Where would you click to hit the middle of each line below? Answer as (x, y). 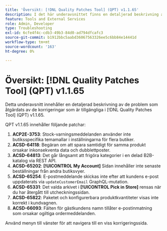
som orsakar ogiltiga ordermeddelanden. (54, 214)
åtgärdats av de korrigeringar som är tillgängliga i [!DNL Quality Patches (79, 110)
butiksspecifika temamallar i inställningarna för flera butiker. (74, 140)
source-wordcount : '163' (31, 47)
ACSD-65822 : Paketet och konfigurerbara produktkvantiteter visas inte (85, 198)
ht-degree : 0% (20, 51)
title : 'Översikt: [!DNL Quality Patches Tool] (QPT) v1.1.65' (72, 10)
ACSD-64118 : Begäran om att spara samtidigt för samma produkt (79, 145)
